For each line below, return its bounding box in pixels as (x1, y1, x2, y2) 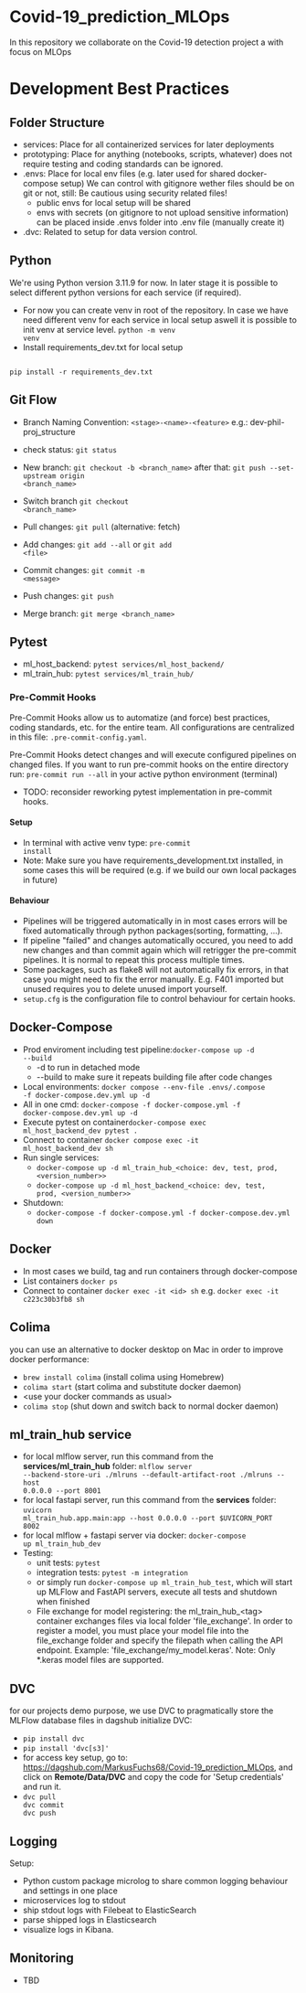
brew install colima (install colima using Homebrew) (22, 1371, 225, 1382)
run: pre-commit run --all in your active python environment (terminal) (9, 768, 279, 779)
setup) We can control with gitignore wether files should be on (59, 177, 295, 188)
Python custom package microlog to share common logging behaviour (22, 1875, 289, 1886)
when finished (36, 1596, 90, 1607)
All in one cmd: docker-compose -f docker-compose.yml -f (22, 1099, 241, 1110)
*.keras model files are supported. (36, 1655, 164, 1666)
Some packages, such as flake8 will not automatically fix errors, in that (22, 965, 290, 975)
